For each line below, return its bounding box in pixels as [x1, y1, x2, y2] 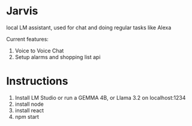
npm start [14, 113, 39, 120]
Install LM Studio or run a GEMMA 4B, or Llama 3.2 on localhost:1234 [14, 94, 186, 101]
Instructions [6, 75, 68, 88]
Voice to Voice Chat [14, 47, 64, 54]
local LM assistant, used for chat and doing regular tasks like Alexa [6, 24, 172, 31]
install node [14, 100, 44, 107]
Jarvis [6, 4, 38, 18]
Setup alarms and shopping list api [14, 53, 101, 60]
